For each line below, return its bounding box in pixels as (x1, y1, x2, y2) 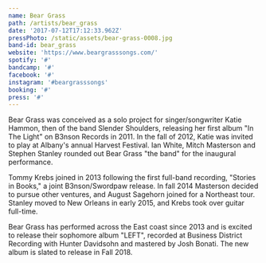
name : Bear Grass (8, 11, 66, 20)
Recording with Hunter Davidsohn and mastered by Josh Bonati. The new (8, 239, 249, 249)
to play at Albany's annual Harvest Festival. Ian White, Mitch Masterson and (8, 140, 256, 150)
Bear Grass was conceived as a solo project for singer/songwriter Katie (8, 115, 242, 124)
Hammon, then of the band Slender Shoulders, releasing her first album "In (8, 124, 254, 133)
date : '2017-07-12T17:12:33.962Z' (8, 26, 123, 34)
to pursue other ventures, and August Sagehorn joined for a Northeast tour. (8, 190, 256, 199)
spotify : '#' (8, 57, 52, 65)
